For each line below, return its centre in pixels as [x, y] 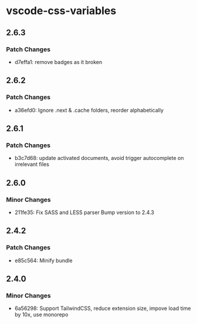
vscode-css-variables [61, 11]
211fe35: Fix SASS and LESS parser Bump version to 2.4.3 [84, 212]
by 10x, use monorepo [41, 315]
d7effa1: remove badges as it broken [58, 62]
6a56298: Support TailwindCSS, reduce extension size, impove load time [103, 308]
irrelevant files [32, 164]
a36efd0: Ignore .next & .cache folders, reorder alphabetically [89, 110]
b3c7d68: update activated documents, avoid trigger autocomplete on [99, 158]
